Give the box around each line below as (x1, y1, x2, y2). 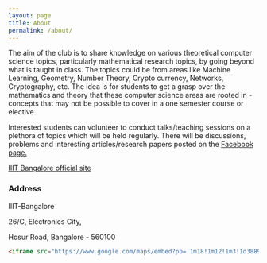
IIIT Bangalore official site (8, 164, 91, 173)
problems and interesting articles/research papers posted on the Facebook (8, 140, 254, 149)
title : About (8, 19, 52, 27)
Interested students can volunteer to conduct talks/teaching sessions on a (8, 122, 251, 132)
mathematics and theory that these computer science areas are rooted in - (8, 91, 253, 100)
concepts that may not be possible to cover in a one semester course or (8, 99, 244, 108)
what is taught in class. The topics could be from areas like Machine (8, 65, 231, 75)
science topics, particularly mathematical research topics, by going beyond (8, 56, 255, 66)
